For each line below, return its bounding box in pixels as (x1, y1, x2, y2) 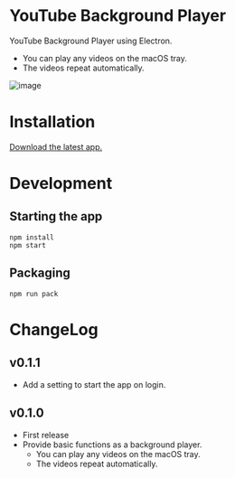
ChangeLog (9, 319, 99, 340)
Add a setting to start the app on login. (22, 379, 166, 389)
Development (9, 173, 113, 194)
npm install (9, 232, 54, 242)
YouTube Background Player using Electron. (9, 35, 173, 46)
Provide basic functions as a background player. (22, 439, 202, 450)
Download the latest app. (9, 141, 103, 152)
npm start (9, 240, 47, 249)
